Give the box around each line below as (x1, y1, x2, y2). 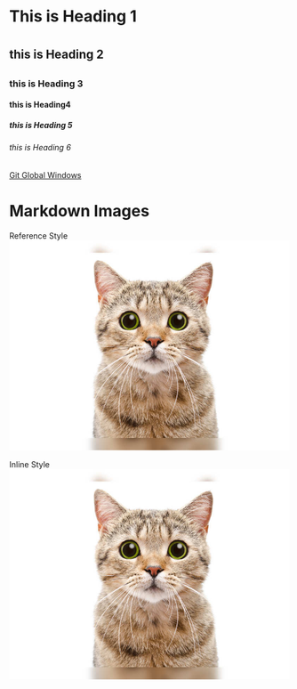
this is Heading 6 (9, 142, 71, 153)
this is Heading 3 (9, 77, 84, 90)
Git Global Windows (9, 169, 82, 180)
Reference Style (9, 230, 68, 241)
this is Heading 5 (9, 119, 73, 130)
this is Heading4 (9, 100, 71, 110)
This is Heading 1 (9, 6, 138, 27)
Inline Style (9, 459, 51, 470)
